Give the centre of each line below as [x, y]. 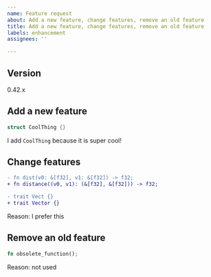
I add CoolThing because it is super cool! [64, 140]
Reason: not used [32, 267]
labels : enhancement [37, 33]
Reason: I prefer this [36, 216]
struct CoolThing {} [37, 127]
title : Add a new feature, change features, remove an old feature [106, 26]
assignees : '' [27, 39]
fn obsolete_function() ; [43, 254]
